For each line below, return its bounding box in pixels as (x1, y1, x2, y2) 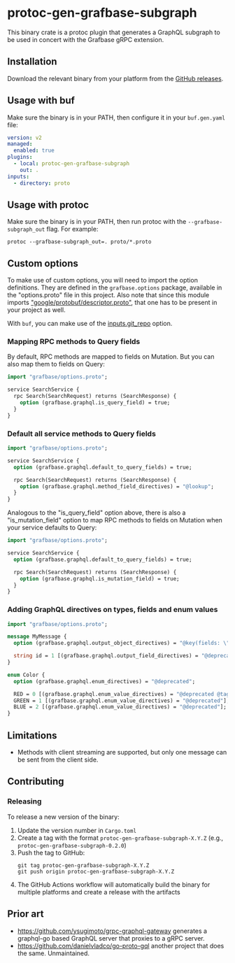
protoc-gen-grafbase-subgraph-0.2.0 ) (17, 841, 127, 849)
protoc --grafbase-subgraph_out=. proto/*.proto (7, 238, 152, 245)
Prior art (7, 908, 44, 920)
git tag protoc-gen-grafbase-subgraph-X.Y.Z (17, 862, 150, 869)
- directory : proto (13, 180, 71, 187)
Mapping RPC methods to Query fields (7, 337, 141, 347)
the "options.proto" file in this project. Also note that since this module (7, 291, 210, 299)
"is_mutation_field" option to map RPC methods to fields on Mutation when (7, 516, 222, 525)
